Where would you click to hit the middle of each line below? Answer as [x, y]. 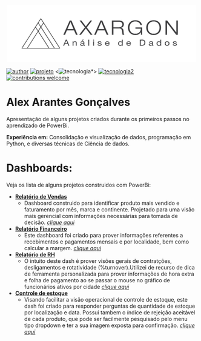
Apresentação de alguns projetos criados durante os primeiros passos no [98, 119]
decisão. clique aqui [49, 222]
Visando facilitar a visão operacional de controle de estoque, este [106, 299]
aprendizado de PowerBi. [38, 125]
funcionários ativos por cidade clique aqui [77, 286]
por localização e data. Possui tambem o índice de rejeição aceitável [110, 312]
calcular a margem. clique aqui [63, 248]
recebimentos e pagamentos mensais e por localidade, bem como [107, 242]
